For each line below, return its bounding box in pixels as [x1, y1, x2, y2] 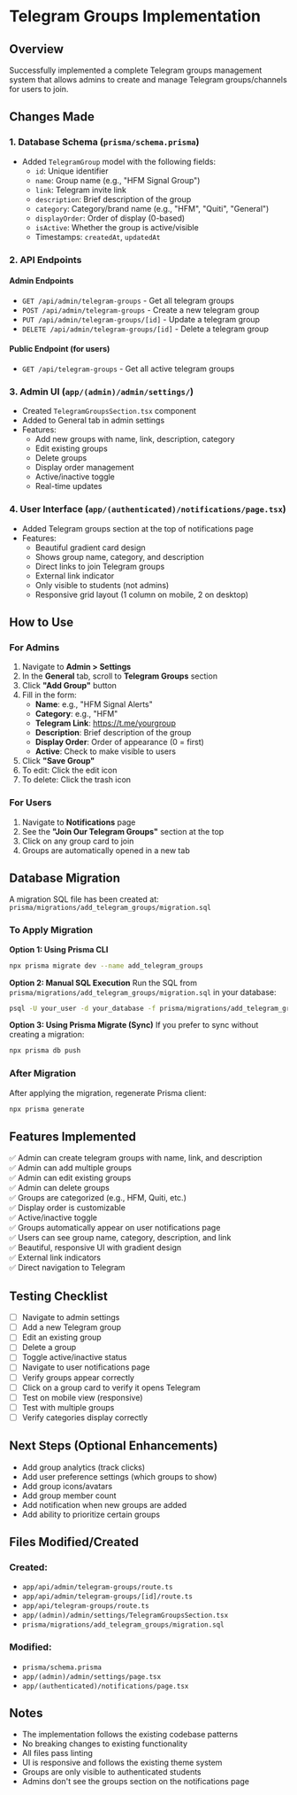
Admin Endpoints [9, 276, 74, 286]
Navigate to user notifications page [21, 1362, 150, 1372]
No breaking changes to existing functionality [21, 1738, 188, 1749]
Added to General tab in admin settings [21, 415, 165, 426]
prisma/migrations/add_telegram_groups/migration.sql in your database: [9, 986, 277, 998]
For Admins [9, 641, 60, 653]
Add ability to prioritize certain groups [21, 1509, 161, 1519]
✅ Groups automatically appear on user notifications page [9, 1223, 221, 1233]
